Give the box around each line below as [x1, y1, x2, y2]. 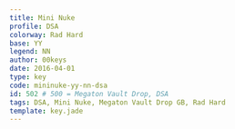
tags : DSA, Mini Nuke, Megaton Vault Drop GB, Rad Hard [9, 97, 226, 107]
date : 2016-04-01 [9, 64, 76, 74]
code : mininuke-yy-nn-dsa [9, 81, 107, 90]
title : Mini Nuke [9, 13, 76, 23]
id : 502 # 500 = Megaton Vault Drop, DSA [9, 89, 169, 98]
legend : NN [9, 47, 51, 56]
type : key [9, 73, 47, 82]
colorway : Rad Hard [9, 30, 84, 39]
